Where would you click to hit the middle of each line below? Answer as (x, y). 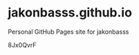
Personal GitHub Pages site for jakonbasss (68, 32)
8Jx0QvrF (22, 45)
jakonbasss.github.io (70, 13)
